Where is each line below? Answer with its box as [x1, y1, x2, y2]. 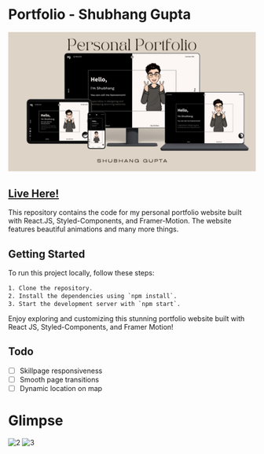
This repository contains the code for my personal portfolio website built [8, 208, 242, 217]
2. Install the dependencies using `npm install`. [8, 293, 178, 301]
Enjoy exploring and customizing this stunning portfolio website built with [8, 314, 245, 323]
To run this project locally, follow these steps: [8, 268, 155, 278]
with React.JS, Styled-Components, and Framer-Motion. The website [8, 216, 232, 226]
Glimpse [8, 412, 64, 430]
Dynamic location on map [19, 384, 103, 393]
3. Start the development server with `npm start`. [8, 301, 181, 308]
